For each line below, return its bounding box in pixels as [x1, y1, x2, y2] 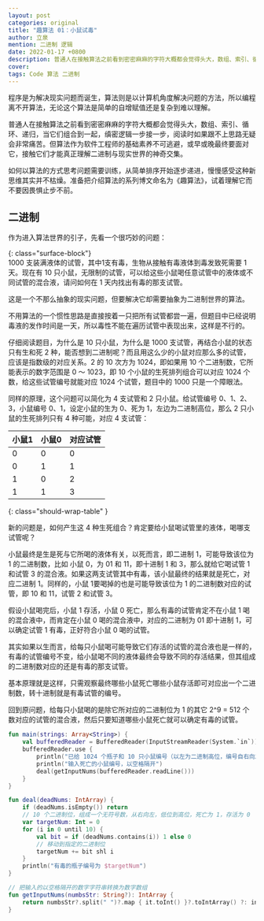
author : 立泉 [8, 33, 49, 42]
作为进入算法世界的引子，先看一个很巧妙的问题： [8, 233, 167, 243]
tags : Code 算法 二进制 [8, 70, 80, 78]
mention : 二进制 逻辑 [8, 41, 73, 49]
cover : [8, 63, 30, 71]
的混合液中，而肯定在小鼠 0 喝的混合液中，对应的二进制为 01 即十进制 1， [8, 615, 246, 625]
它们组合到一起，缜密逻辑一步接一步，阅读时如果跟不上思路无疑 [49, 129, 256, 139]
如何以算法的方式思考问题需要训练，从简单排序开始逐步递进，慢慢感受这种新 [8, 165, 256, 175]
